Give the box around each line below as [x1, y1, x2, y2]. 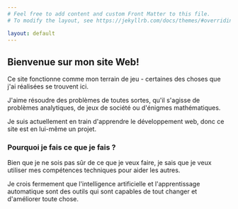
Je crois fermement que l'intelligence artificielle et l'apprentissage [7, 180, 200, 188]
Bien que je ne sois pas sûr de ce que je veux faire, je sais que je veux [7, 159, 212, 167]
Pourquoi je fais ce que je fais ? [7, 142, 116, 152]
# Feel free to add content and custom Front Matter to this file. [7, 10, 211, 18]
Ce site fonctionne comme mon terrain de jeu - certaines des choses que [7, 75, 221, 84]
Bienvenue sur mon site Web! [7, 56, 140, 68]
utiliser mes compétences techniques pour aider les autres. [7, 166, 181, 174]
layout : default [7, 30, 55, 37]
